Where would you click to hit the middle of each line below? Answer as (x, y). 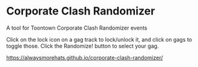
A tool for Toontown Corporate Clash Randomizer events (77, 28)
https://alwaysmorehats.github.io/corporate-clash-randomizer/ (85, 57)
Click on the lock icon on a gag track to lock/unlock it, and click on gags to (99, 39)
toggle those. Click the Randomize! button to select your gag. (83, 46)
